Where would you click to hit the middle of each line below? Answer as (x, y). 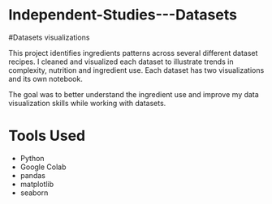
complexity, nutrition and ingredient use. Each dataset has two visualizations (136, 70)
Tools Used (47, 136)
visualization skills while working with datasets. (87, 103)
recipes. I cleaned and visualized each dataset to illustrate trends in (121, 62)
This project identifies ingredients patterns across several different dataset (133, 53)
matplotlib (37, 184)
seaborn (34, 193)
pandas (33, 175)
